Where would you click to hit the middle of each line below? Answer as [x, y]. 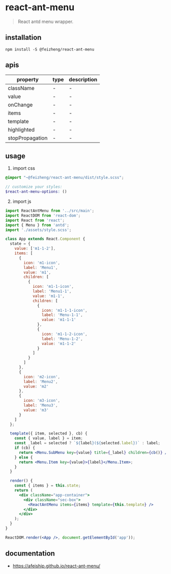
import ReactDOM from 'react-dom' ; [43, 215]
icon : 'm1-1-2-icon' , [64, 334]
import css [24, 168]
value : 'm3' [36, 410]
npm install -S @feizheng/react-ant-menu [50, 49]
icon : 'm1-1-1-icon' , [64, 310]
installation [23, 38]
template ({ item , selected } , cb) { [49, 433]
